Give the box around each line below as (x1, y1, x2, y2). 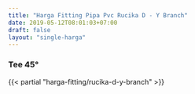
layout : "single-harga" (8, 33, 86, 42)
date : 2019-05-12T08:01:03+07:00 (8, 19, 118, 27)
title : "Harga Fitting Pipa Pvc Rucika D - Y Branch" (8, 11, 189, 20)
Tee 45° (8, 60, 39, 70)
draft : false (8, 26, 51, 34)
